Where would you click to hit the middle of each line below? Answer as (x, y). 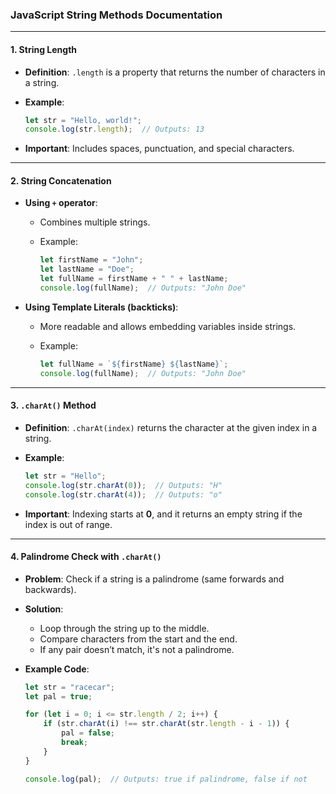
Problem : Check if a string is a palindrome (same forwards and (154, 579)
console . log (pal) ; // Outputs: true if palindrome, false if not (166, 779)
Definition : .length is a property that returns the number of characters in (175, 72)
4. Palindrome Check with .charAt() (86, 557)
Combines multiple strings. (95, 222)
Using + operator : (61, 203)
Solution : (44, 609)
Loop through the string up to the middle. (124, 628)
